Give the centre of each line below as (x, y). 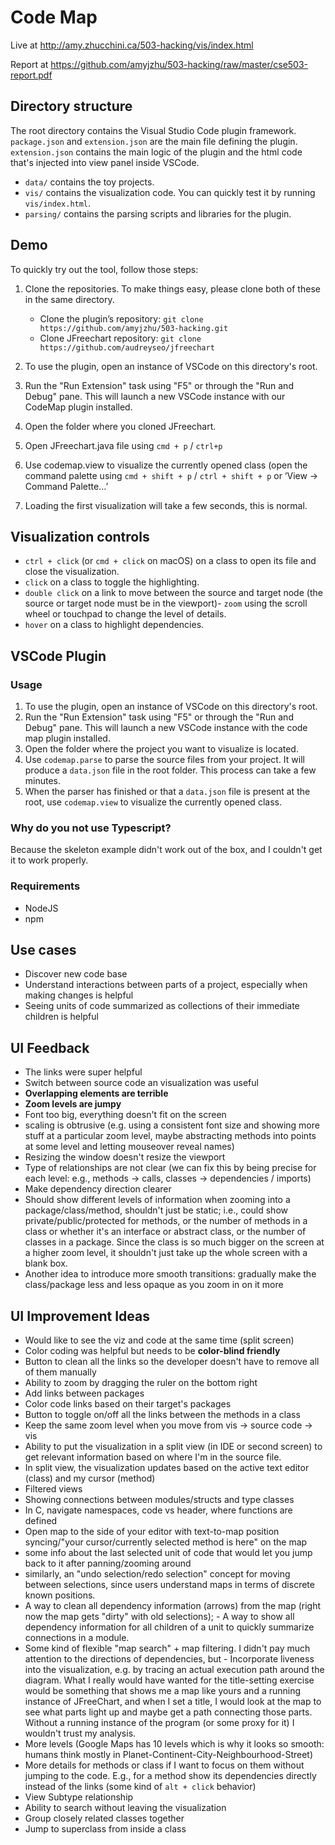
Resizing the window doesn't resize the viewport (125, 1157)
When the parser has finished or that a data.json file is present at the (167, 792)
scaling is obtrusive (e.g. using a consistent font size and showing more (172, 1125)
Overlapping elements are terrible (96, 1093)
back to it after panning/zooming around (108, 1563)
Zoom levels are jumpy (73, 1104)
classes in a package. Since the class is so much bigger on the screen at (174, 1242)
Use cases (43, 950)
